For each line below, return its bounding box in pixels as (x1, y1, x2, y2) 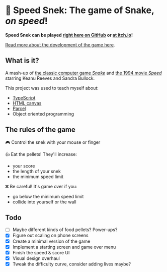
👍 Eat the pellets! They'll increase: (5, 151, 77, 157)
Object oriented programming (12, 111, 74, 117)
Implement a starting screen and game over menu (12, 244, 116, 250)
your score (12, 162, 35, 169)
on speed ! (5, 15, 48, 27)
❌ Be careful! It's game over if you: (5, 183, 77, 189)
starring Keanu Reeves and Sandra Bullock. (5, 75, 95, 81)
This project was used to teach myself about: (5, 85, 99, 91)
